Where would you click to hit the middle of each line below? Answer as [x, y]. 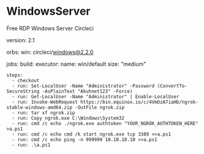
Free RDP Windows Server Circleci [50, 28]
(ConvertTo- [172, 86]
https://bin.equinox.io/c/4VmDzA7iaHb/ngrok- [140, 102]
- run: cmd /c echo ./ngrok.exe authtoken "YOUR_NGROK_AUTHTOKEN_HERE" [105, 123]
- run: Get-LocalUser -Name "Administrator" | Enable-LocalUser [96, 96]
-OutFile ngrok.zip [99, 107]
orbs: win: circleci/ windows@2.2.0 [50, 52]
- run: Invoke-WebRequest [45, 102]
